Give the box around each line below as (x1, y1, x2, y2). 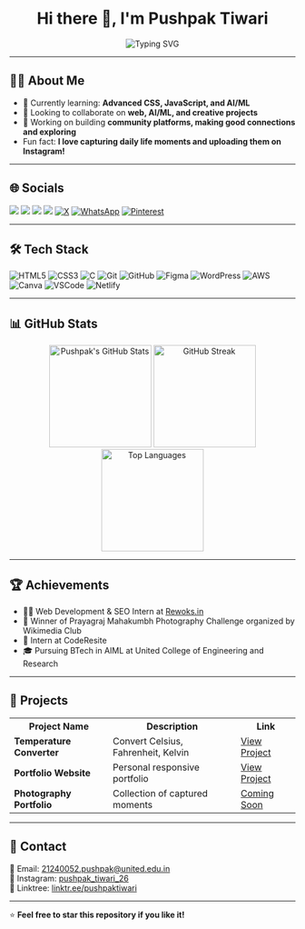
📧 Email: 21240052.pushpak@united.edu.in (9, 863, 171, 874)
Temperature (14, 734, 72, 747)
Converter (14, 745, 59, 758)
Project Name (28, 720, 89, 733)
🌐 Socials (9, 181, 65, 196)
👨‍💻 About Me (9, 73, 85, 89)
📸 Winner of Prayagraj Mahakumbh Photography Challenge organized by (22, 615, 295, 626)
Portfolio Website (14, 766, 91, 779)
